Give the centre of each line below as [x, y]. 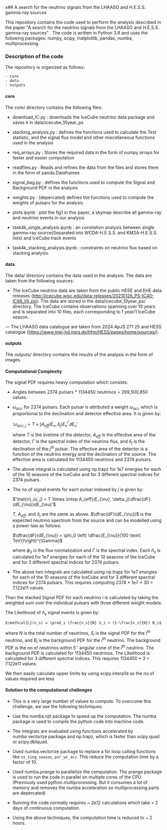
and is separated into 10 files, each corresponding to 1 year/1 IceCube [84, 311]
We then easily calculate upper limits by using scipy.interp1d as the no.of [80, 673]
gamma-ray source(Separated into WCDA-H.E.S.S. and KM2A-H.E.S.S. [85, 232]
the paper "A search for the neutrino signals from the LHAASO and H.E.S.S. [82, 27]
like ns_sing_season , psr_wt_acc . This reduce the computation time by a [85, 757]
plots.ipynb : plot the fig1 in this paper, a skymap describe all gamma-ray [87, 212]
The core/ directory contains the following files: [54, 107]
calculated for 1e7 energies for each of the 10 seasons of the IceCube [84, 557]
